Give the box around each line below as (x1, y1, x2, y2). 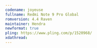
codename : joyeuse (5, 7, 43, 12)
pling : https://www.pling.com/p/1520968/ (5, 30, 93, 35)
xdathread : (5, 35, 28, 40)
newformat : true (5, 26, 39, 31)
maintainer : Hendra (5, 21, 46, 26)
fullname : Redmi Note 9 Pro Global (5, 12, 79, 17)
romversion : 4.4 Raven (5, 16, 52, 21)
